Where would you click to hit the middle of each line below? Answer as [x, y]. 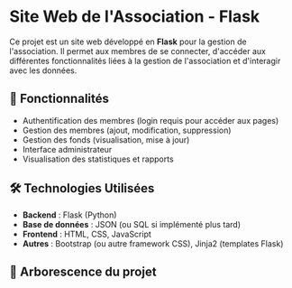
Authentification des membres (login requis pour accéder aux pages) [151, 120]
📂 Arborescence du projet [83, 271]
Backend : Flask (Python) [69, 215]
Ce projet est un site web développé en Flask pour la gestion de [128, 42]
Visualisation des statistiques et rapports [98, 159]
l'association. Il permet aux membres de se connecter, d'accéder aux [137, 51]
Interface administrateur [67, 149]
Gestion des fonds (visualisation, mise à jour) [106, 139]
